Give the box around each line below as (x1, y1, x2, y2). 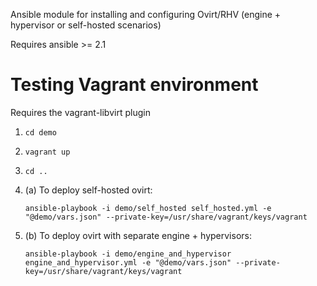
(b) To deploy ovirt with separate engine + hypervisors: (24, 229, 252, 241)
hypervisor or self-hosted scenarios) (10, 19, 162, 31)
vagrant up (24, 147, 71, 157)
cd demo (24, 127, 57, 138)
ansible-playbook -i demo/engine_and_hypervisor (24, 249, 232, 259)
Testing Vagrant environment (10, 74, 259, 96)
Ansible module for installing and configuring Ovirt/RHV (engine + (10, 9, 282, 20)
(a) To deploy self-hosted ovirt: (24, 184, 153, 196)
